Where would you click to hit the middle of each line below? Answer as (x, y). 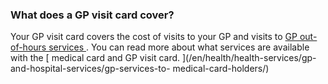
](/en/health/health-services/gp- (249, 58)
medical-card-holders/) (221, 69)
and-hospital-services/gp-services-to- (90, 69)
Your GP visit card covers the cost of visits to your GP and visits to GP (154, 37)
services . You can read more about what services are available (179, 47)
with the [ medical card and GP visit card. (95, 58)
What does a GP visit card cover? (92, 15)
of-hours (28, 47)
